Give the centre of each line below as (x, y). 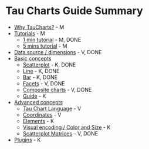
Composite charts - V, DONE (57, 90)
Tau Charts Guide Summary (74, 11)
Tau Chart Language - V (52, 108)
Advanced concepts (38, 102)
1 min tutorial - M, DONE (52, 39)
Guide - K (34, 96)
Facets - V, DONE (44, 83)
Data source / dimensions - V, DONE (58, 52)
